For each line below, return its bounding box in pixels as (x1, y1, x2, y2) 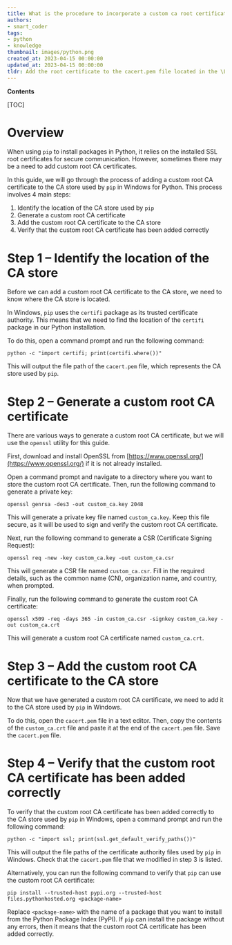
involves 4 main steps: (7, 190, 71, 199)
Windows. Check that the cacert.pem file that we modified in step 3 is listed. (7, 856, 223, 864)
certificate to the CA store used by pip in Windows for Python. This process (7, 183, 222, 191)
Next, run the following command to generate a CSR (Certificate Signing (7, 534, 213, 542)
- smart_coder (7, 23, 48, 30)
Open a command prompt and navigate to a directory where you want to (7, 473, 213, 481)
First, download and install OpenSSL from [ (7, 452, 129, 460)
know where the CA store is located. (7, 295, 110, 303)
